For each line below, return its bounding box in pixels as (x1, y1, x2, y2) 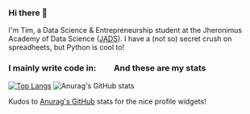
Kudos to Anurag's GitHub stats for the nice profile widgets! (8, 96, 207, 106)
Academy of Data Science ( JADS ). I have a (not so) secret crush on (8, 34, 232, 43)
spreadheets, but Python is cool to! (8, 43, 125, 52)
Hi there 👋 (8, 7, 48, 18)
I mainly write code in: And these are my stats (8, 63, 206, 74)
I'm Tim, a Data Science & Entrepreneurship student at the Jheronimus (8, 26, 243, 35)
